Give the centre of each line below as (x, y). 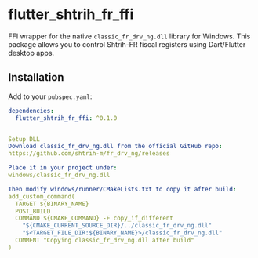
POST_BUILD (33, 211)
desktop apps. (31, 53)
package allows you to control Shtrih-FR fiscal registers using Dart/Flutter (127, 44)
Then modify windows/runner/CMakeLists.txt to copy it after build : (122, 189)
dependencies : (31, 111)
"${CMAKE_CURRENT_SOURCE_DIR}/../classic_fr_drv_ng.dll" (117, 226)
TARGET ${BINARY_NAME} (52, 204)
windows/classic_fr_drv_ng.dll (59, 175)
